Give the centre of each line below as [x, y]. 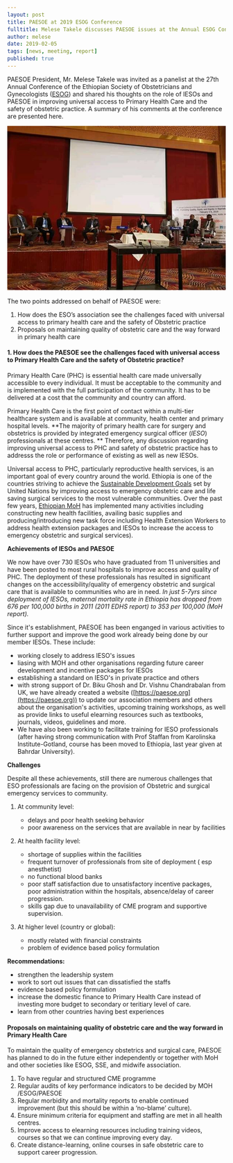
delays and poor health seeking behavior [86, 820]
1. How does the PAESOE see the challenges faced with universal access [114, 353]
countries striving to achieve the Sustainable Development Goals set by [109, 484]
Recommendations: [36, 962]
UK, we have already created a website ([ [76, 693]
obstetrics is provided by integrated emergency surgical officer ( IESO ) [107, 434]
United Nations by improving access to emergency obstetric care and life [112, 491]
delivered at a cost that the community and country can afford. [97, 398]
